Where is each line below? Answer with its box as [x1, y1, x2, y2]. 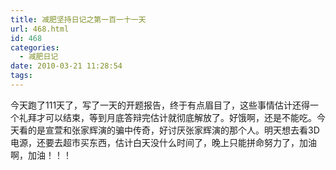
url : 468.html [10, 24, 70, 34]
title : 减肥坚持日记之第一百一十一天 [10, 14, 147, 25]
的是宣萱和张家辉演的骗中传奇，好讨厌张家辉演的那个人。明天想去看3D [27, 124, 320, 136]
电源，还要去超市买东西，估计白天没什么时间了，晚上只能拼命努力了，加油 [10, 136, 317, 148]
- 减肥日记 [19, 52, 59, 62]
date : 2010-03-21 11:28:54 [10, 61, 123, 71]
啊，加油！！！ [10, 149, 72, 161]
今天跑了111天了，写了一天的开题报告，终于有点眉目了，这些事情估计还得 [10, 99, 311, 111]
